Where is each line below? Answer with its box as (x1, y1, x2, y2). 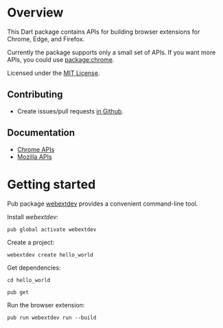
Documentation (7, 127, 75, 139)
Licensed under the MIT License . (7, 69, 100, 77)
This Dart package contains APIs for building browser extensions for (7, 28, 200, 36)
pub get (7, 289, 30, 296)
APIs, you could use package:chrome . (7, 55, 115, 63)
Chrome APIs (16, 145, 55, 153)
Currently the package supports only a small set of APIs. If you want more (7, 48, 216, 56)
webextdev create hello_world (7, 251, 94, 259)
